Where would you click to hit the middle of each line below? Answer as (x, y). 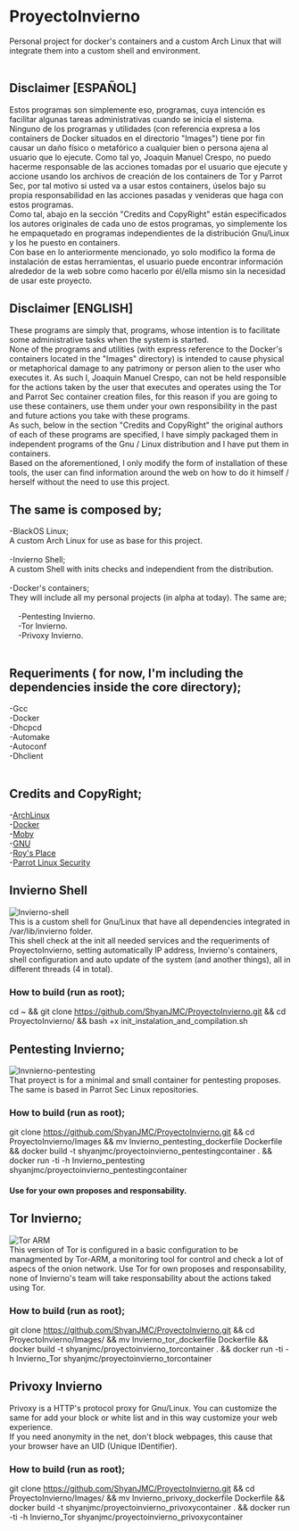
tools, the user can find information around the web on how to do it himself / (149, 472)
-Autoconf (28, 746)
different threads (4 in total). (61, 969)
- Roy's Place (33, 853)
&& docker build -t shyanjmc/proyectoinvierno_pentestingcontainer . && (141, 1151)
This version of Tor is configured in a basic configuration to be (124, 1249)
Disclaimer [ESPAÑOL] (73, 88)
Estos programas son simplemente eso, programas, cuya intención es (137, 110)
